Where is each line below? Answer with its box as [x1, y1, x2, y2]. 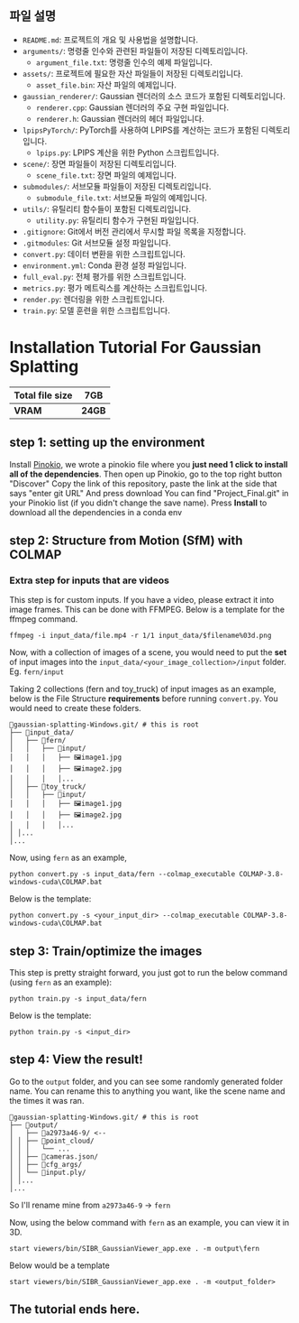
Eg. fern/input [9, 666, 65, 677]
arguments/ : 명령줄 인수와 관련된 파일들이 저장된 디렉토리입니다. [22, 45, 249, 56]
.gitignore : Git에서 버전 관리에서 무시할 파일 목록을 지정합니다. [22, 226, 246, 236]
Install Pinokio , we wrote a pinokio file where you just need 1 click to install [9, 458, 288, 469]
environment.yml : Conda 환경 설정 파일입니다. [22, 260, 187, 271]
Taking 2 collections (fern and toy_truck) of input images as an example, [9, 684, 276, 695]
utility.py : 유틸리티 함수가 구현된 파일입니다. [35, 215, 200, 226]
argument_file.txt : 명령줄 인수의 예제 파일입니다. [35, 57, 213, 68]
